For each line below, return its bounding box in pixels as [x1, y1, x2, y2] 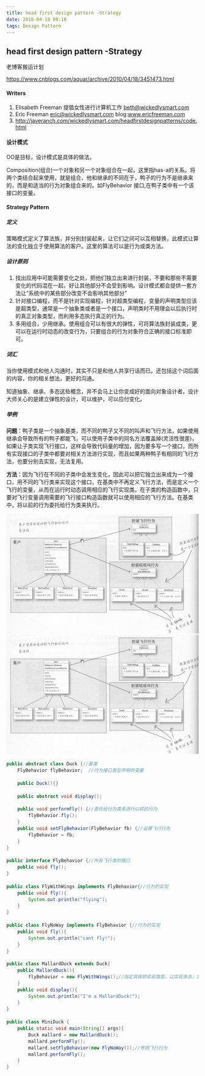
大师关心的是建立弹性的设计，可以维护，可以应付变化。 [6, 395, 145, 403]
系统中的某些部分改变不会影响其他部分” [28, 289, 128, 297]
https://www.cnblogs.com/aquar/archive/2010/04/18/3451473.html [6, 75, 174, 83]
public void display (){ [17, 987, 78, 993]
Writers [6, 89, 26, 97]
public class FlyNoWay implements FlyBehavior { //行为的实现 [6, 922, 160, 929]
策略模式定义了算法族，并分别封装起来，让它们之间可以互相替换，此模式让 [6, 235, 193, 242]
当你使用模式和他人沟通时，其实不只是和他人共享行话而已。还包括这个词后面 [6, 367, 199, 374]
